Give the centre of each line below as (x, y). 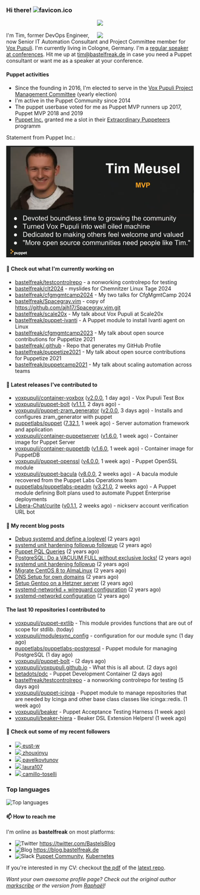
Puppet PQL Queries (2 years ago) (57, 551)
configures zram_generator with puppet (63, 417)
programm (28, 126)
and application (34, 430)
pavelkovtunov (40, 760)
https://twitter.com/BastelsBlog (78, 844)
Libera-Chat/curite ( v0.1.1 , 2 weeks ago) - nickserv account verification (101, 506)
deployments (31, 499)
